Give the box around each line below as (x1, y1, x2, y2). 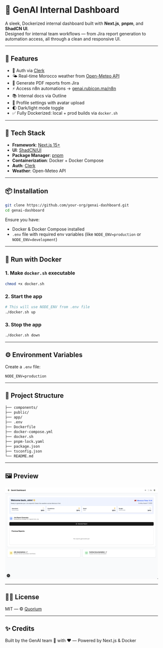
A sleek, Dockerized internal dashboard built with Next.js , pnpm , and (5, 20, 144, 26)
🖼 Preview (5, 472, 39, 480)
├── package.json (5, 444, 40, 449)
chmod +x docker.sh (5, 281, 45, 286)
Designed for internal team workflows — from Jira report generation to (5, 31, 147, 36)
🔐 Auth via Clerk (12, 68, 45, 73)
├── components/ (5, 405, 38, 410)
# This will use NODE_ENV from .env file (5, 304, 90, 309)
